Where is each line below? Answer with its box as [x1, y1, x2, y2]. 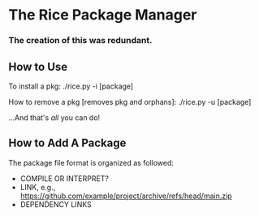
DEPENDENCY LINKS [19, 199, 92, 209]
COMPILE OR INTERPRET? [19, 173, 110, 184]
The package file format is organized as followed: [8, 158, 175, 167]
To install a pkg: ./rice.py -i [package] [8, 81, 134, 91]
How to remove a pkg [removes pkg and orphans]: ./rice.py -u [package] [8, 97, 252, 106]
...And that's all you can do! [8, 112, 101, 123]
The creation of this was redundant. [8, 35, 153, 46]
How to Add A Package [8, 136, 127, 150]
